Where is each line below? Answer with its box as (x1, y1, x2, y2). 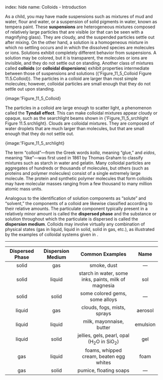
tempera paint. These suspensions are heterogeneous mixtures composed (5, 24, 155, 30)
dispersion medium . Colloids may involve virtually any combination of (5, 221, 145, 227)
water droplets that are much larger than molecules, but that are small (5, 126, 145, 131)
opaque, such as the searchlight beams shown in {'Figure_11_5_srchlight (5, 115, 148, 121)
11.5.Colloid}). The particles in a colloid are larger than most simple (5, 76, 138, 81)
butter (96, 324, 111, 331)
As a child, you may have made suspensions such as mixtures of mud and (5, 14, 153, 19)
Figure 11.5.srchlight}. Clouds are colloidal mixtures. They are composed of (5, 120, 154, 126)
